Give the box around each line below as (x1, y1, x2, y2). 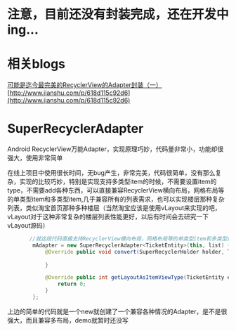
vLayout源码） (7, 221, 49, 230)
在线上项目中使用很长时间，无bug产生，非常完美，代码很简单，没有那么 (7, 169, 216, 177)
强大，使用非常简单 (7, 154, 63, 162)
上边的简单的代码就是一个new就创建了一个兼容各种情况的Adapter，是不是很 (7, 307, 228, 316)
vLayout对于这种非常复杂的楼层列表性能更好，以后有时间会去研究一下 (7, 212, 209, 221)
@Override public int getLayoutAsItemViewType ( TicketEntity (44, 274, 225, 281)
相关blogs (7, 56, 65, 72)
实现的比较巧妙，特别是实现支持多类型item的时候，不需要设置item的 (19, 177, 217, 186)
